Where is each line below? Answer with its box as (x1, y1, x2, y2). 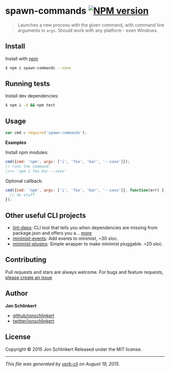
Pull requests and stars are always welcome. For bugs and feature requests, (5, 269, 163, 275)
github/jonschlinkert (12, 313, 55, 319)
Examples (5, 140, 27, 145)
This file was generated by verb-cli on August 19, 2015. (5, 361, 120, 367)
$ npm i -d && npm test (5, 103, 56, 108)
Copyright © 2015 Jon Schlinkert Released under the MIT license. (5, 346, 142, 352)
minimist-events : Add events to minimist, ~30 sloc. (12, 235, 118, 241)
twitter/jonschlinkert (12, 318, 55, 324)
